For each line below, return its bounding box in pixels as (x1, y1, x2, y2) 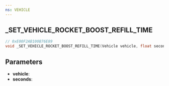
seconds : (12, 76, 33, 82)
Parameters (5, 57, 43, 66)
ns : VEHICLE (5, 7, 30, 12)
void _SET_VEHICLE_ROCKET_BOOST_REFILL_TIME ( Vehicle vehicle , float (5, 43, 152, 49)
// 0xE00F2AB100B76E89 (5, 39, 53, 44)
